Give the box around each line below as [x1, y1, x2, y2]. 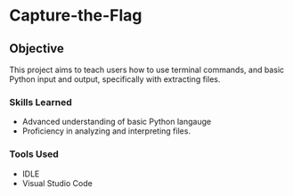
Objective [9, 41, 65, 56]
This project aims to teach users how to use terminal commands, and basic [9, 64, 285, 75]
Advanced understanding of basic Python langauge [21, 117, 212, 127]
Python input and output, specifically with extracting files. [9, 74, 221, 85]
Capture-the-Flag [9, 5, 142, 26]
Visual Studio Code [21, 177, 94, 188]
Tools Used [9, 148, 60, 160]
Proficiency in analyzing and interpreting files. [21, 126, 191, 136]
